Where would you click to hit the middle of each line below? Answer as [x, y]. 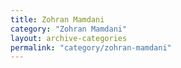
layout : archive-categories [69, 38]
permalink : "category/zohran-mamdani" [91, 47]
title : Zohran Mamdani [57, 19]
